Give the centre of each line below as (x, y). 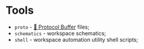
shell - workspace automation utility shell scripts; (76, 39)
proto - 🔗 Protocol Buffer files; (52, 27)
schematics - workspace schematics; (60, 33)
